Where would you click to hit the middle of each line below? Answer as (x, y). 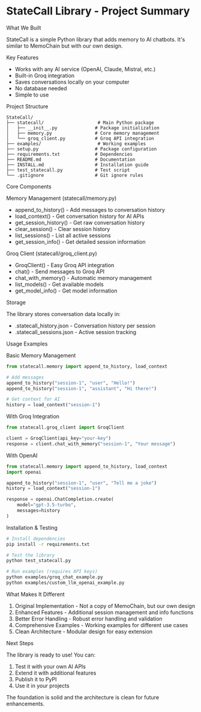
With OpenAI (22, 455)
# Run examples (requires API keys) (52, 572)
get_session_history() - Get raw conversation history (80, 222)
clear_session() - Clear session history (62, 229)
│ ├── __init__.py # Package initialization (83, 128)
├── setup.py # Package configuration (82, 149)
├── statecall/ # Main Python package (80, 122)
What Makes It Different (35, 594)
